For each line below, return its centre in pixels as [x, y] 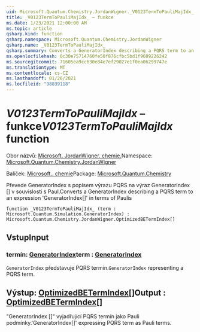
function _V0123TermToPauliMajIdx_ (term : [61, 209]
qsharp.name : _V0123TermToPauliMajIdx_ [56, 45]
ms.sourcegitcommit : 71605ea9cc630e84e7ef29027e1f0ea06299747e [87, 62]
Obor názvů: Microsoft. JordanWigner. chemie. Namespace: [79, 156]
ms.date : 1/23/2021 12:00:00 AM [46, 23]
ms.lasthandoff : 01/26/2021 [41, 78]
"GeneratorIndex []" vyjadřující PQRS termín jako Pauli [73, 316]
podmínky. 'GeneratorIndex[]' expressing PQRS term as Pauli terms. [89, 323]
